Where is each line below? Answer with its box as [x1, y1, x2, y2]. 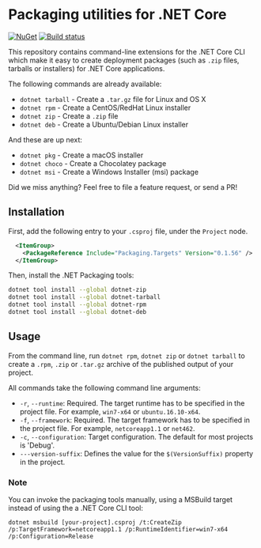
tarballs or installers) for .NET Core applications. [8, 63, 165, 73]
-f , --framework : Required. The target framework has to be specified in [19, 415, 251, 425]
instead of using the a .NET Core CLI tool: [8, 503, 144, 512]
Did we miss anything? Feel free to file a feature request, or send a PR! [8, 182, 238, 191]
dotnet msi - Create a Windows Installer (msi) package [19, 167, 199, 176]
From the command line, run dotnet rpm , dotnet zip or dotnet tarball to [8, 350, 245, 361]
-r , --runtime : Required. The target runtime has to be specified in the [19, 398, 245, 408]
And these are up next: [8, 134, 83, 144]
